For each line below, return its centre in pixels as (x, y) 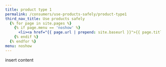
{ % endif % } (26, 37)
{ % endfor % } (23, 42)
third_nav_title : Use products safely (45, 19)
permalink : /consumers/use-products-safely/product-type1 (66, 14)
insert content (19, 60)
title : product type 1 (28, 10)
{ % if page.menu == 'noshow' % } (47, 28)
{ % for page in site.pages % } (41, 23)
